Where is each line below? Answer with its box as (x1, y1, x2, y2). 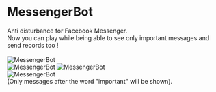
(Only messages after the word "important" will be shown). (7, 77, 173, 85)
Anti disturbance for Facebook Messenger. (7, 27, 128, 35)
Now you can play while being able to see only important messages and (7, 33, 210, 42)
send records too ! (7, 41, 59, 49)
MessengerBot (7, 4, 94, 20)
